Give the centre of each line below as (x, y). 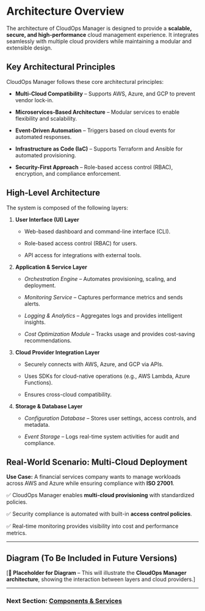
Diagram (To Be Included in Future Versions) (92, 558)
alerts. (32, 304)
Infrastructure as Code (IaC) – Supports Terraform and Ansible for (99, 149)
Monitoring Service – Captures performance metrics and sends (103, 297)
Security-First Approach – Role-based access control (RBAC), (94, 167)
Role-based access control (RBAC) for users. (81, 243)
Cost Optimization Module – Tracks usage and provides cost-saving (110, 334)
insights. (35, 322)
